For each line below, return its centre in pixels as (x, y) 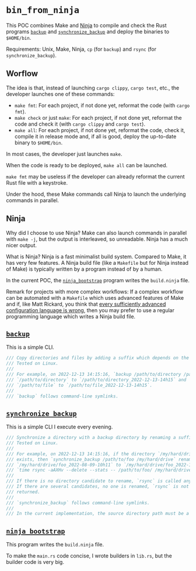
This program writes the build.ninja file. (55, 545)
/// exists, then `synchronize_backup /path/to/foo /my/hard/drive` (91, 459)
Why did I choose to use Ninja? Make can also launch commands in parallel (97, 233)
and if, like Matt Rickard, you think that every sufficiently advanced (86, 304)
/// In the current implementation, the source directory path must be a (98, 514)
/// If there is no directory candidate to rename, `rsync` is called (94, 481)
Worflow (22, 74)
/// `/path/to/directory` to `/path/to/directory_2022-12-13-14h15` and (96, 380)
